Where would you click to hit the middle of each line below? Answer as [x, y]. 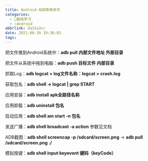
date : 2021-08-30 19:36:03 [33, 33]
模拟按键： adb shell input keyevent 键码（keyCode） [61, 153]
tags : [11, 38]
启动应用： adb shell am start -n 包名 [43, 116]
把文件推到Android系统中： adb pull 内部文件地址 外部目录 [64, 52]
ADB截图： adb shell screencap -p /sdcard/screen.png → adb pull [74, 137]
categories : [17, 14]
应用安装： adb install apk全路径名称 [42, 95]
